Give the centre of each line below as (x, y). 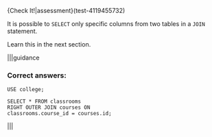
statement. (22, 31)
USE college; (26, 90)
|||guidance (23, 58)
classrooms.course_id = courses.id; (59, 114)
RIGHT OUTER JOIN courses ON (49, 108)
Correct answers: (37, 75)
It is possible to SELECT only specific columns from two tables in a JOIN (106, 24)
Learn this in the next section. (49, 44)
